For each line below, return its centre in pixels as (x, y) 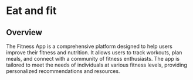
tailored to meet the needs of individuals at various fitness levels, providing (97, 65)
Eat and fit (31, 11)
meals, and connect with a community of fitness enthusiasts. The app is (93, 59)
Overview (24, 32)
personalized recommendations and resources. (63, 71)
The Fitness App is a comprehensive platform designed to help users (89, 46)
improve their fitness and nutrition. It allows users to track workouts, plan (94, 53)
